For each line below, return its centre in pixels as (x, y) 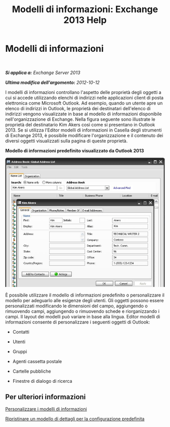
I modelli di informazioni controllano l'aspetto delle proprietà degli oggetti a (83, 92)
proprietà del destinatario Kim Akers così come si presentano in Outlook (80, 124)
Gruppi (20, 351)
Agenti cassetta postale (37, 361)
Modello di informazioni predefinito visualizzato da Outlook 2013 (75, 150)
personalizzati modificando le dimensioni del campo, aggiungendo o (76, 306)
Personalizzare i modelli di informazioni (46, 409)
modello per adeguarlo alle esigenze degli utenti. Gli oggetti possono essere (84, 300)
